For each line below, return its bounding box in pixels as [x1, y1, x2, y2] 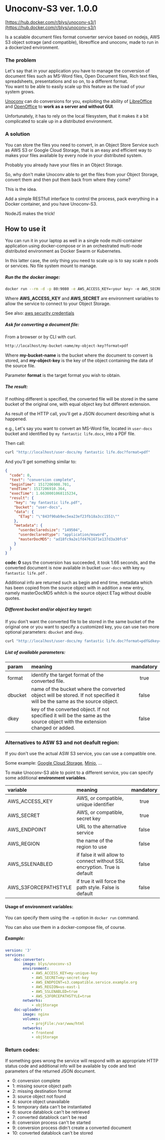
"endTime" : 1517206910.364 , [9, 487, 67, 492]
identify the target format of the [31, 672, 104, 678]
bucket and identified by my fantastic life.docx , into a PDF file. [5, 431, 136, 436]
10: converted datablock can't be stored [12, 1130, 93, 1136]
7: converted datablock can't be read [12, 1114, 87, 1120]
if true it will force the [76, 878, 126, 885]
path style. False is [76, 884, 119, 891]
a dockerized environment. [5, 44, 59, 50]
